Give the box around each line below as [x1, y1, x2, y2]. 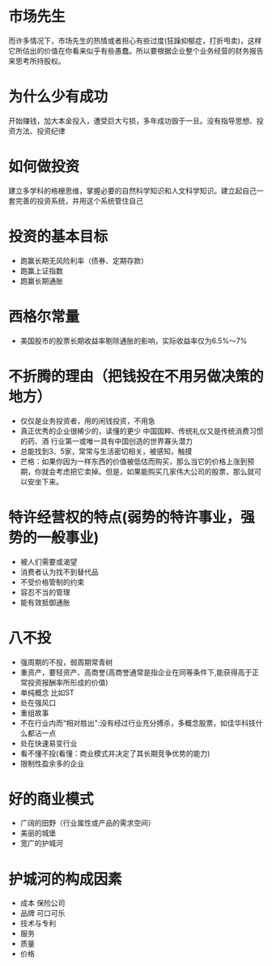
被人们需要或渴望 [19, 556, 78, 566]
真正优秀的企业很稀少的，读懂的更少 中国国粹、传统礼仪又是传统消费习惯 [19, 426, 264, 436]
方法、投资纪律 [15, 126, 66, 135]
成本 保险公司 [19, 898, 66, 908]
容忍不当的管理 [19, 587, 70, 597]
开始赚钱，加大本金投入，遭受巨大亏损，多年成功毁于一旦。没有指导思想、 [8, 115, 257, 126]
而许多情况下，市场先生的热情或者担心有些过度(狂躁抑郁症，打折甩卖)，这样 [8, 36, 262, 45]
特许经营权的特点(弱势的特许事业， [8, 508, 241, 526]
